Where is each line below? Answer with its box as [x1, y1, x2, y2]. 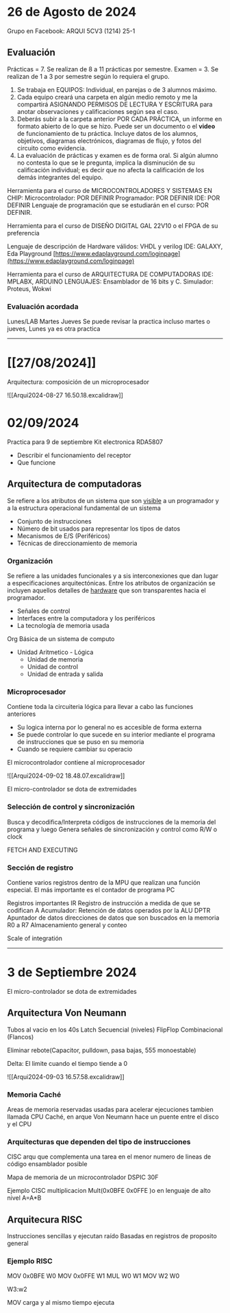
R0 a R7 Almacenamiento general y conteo [7, 920, 127, 929]
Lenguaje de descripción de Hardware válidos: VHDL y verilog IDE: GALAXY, [7, 242, 223, 251]
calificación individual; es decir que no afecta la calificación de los [16, 165, 205, 174]
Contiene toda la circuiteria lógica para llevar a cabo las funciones [7, 703, 194, 711]
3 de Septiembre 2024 [7, 965, 137, 980]
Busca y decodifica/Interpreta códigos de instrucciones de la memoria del [7, 817, 216, 826]
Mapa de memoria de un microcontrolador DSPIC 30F [7, 1173, 159, 1181]
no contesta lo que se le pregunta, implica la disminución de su [16, 159, 195, 167]
